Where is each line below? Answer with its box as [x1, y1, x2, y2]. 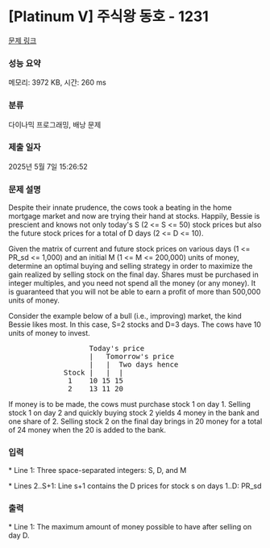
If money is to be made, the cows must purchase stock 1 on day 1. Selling [8, 399, 251, 409]
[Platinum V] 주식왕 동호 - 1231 [8, 7, 210, 26]
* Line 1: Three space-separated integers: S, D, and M [8, 466, 187, 475]
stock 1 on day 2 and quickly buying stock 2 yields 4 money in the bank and [8, 408, 260, 418]
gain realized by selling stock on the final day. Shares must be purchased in [8, 270, 260, 279]
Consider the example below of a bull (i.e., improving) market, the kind [8, 312, 242, 321]
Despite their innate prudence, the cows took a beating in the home [8, 203, 232, 212]
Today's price [89, 344, 145, 353]
